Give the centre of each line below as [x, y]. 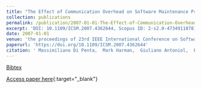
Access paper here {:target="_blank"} [52, 78]
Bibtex [14, 67]
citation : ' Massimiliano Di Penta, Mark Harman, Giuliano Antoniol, [97, 51]
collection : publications [38, 17]
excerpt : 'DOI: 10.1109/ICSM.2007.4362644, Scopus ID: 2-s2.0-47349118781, [103, 28]
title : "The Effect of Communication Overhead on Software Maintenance [97, 12]
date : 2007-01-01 [28, 34]
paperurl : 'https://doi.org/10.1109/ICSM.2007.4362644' [77, 45]
